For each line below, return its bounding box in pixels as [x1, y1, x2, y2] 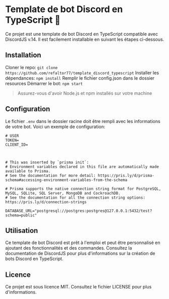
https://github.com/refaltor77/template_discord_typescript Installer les [5, 70, 159, 76]
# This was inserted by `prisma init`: [5, 160, 89, 165]
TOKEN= [5, 138, 19, 143]
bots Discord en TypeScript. [5, 256, 64, 262]
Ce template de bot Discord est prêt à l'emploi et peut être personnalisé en [5, 240, 160, 246]
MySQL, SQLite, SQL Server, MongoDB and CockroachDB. [5, 191, 121, 196]
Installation [5, 51, 41, 59]
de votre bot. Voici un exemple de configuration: [5, 124, 105, 130]
